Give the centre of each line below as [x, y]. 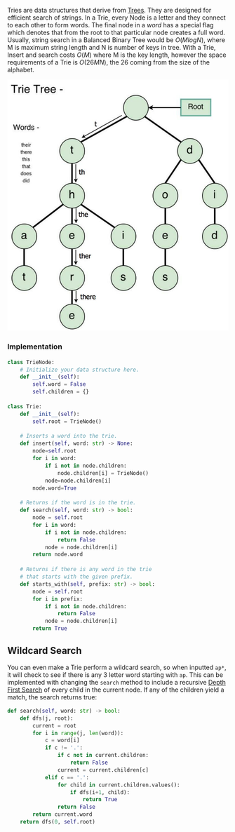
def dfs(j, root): [47, 718]
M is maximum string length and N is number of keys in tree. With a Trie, [112, 47]
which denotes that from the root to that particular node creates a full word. [116, 32]
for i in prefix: [58, 599]
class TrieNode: [31, 362]
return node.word [58, 555]
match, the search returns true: [52, 697]
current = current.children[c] [103, 770]
